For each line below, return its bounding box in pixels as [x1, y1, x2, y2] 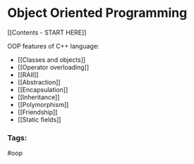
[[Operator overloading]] [17, 63, 90, 71]
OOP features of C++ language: [7, 42, 99, 50]
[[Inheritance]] [17, 93, 60, 101]
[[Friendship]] [17, 108, 58, 116]
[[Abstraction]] [17, 77, 61, 86]
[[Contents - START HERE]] [7, 28, 87, 37]
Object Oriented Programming [7, 5, 188, 21]
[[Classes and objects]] [17, 55, 86, 64]
